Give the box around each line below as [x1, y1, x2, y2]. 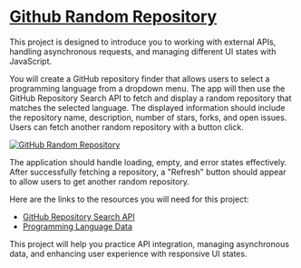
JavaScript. [9, 55, 53, 66]
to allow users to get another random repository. [9, 175, 190, 187]
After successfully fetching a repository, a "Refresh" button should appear [9, 166, 286, 177]
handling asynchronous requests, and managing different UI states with [9, 45, 277, 56]
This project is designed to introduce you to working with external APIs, [9, 36, 277, 47]
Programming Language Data [22, 221, 133, 232]
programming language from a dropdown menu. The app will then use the [9, 83, 286, 94]
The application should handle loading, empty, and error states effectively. [9, 156, 287, 167]
